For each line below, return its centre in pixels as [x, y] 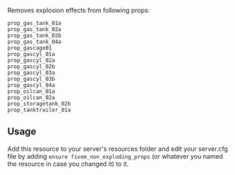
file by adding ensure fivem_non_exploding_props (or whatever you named [115, 156]
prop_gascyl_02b [31, 67]
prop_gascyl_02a [31, 60]
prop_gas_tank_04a [34, 42]
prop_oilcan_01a [31, 91]
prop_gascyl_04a [31, 85]
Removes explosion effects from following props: [79, 10]
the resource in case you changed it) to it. [68, 164]
